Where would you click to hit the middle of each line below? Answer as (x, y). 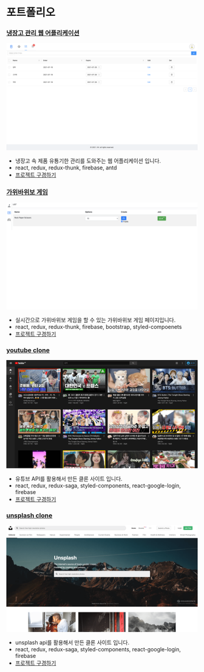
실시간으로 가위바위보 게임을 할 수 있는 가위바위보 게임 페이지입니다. (95, 320)
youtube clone (28, 350)
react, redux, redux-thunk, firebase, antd (66, 168)
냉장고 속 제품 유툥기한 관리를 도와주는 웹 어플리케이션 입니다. (88, 161)
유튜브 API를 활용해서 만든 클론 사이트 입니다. (69, 479)
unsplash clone (29, 515)
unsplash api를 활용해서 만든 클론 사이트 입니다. (72, 643)
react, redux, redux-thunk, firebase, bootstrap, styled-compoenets (98, 327)
